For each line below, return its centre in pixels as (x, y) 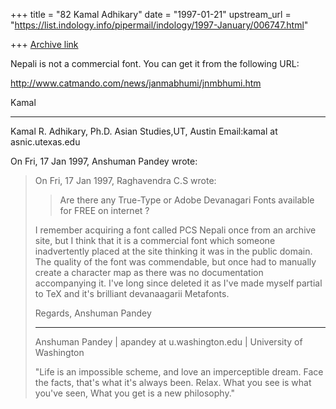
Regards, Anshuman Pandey (93, 313)
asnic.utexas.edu (45, 142)
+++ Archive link (44, 44)
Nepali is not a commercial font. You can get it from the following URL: (155, 63)
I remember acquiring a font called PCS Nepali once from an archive (175, 230)
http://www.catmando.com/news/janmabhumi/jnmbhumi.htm (136, 83)
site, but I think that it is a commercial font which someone (155, 240)
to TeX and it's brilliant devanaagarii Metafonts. (132, 293)
